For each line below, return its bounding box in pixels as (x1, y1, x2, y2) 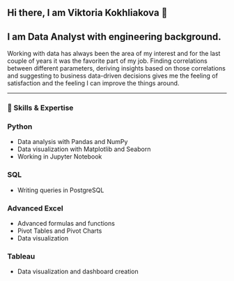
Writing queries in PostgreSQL (17, 186, 104, 194)
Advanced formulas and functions (17, 219, 115, 228)
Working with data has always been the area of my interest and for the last (7, 50, 221, 58)
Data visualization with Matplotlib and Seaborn (17, 145, 151, 154)
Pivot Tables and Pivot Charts (17, 226, 102, 235)
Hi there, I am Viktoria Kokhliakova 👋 (7, 7, 168, 19)
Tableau (7, 251, 36, 261)
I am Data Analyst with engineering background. (7, 31, 221, 43)
